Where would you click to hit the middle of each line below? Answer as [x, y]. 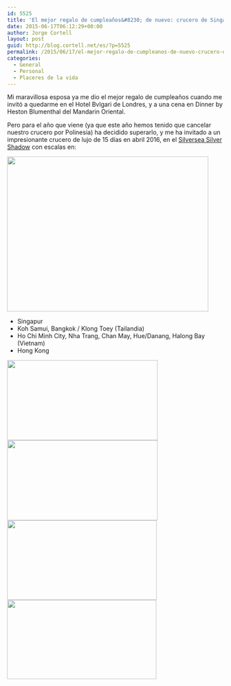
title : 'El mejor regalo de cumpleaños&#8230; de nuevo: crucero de [107, 20]
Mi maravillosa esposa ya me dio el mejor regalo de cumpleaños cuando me [114, 97]
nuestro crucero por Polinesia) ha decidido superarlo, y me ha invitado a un [114, 132]
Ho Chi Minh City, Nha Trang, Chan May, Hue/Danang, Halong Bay [111, 336]
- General [27, 65]
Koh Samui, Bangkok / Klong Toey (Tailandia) [81, 329]
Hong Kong [33, 351]
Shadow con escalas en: [42, 147]
